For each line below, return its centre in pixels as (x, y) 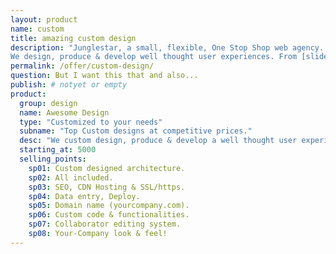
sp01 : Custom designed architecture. (107, 168)
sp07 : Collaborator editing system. (105, 224)
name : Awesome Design (64, 112)
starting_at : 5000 (58, 150)
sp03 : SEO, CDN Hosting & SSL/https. (107, 187)
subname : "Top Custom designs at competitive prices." (136, 131)
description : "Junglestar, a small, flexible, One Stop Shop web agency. (167, 47)
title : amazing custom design (73, 38)
